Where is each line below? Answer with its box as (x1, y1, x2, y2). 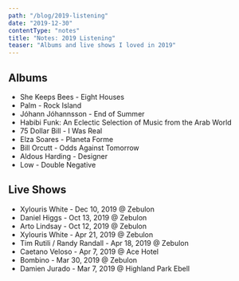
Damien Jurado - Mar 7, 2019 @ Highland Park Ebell (19, 263, 190, 273)
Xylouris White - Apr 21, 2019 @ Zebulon (19, 229, 154, 239)
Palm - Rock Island (19, 101, 82, 110)
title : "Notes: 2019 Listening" (8, 34, 116, 42)
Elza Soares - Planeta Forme (19, 134, 114, 144)
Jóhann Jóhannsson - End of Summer (19, 109, 145, 118)
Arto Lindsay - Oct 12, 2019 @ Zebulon (19, 221, 147, 231)
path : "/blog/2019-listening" (8, 11, 109, 20)
